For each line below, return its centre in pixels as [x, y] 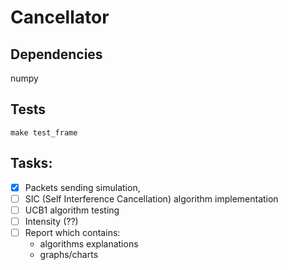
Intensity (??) [51, 221]
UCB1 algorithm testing [72, 210]
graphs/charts [69, 254]
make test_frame [44, 132]
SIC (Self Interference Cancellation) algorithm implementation [151, 198]
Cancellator [60, 17]
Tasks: [31, 163]
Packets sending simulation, [82, 187]
